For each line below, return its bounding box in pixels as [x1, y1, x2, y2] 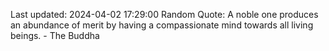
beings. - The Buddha [10, 30, 100, 41]
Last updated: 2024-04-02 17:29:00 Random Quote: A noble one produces [10, 9, 319, 20]
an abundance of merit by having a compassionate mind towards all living [10, 19, 314, 31]
